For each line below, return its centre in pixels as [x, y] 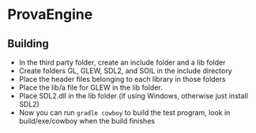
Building [28, 44]
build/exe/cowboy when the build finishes [87, 121]
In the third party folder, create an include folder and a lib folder [122, 62]
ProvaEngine [50, 15]
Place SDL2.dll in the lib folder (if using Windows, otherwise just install [133, 96]
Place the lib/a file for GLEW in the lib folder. [90, 87]
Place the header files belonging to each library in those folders [122, 79]
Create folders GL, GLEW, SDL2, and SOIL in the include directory [125, 71]
